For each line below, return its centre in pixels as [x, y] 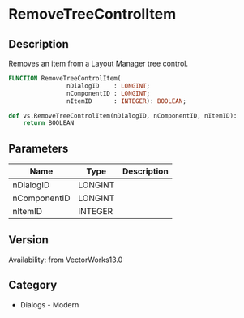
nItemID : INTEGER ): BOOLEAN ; [126, 101]
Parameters [39, 148]
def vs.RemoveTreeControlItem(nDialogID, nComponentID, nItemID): [123, 116]
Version [28, 240]
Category [33, 285]
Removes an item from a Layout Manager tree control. [98, 63]
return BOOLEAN [49, 123]
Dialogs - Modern [49, 304]
